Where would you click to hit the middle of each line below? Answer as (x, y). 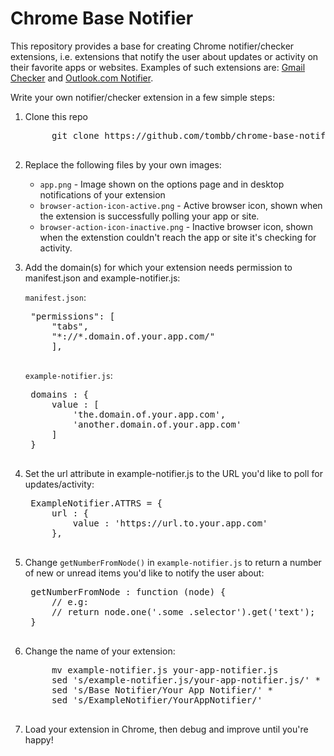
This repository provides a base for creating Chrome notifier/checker (152, 46)
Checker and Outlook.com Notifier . (82, 78)
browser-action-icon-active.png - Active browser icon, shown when (181, 205)
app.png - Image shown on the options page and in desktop (162, 184)
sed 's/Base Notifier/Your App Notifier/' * (162, 690)
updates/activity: (59, 484)
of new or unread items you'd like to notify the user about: (144, 573)
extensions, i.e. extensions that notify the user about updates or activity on (164, 56)
